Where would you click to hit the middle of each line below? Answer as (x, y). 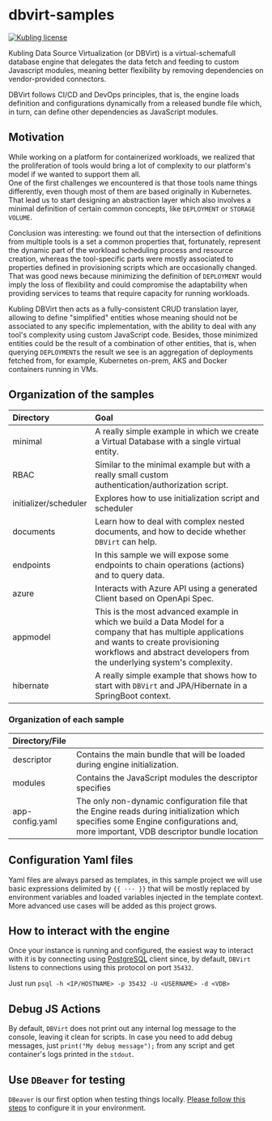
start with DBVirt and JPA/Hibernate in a (171, 685)
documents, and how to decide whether (171, 531)
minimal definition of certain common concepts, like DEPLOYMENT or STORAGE (132, 208)
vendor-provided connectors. (57, 79)
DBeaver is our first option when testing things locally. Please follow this (127, 1099)
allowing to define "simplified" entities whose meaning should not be (123, 317)
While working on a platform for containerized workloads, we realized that (132, 156)
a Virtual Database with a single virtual (168, 441)
